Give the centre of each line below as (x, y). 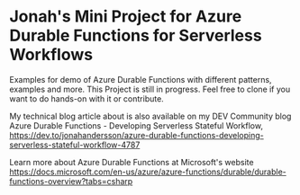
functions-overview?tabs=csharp (71, 181)
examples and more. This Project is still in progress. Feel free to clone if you (150, 89)
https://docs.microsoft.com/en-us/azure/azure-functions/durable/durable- (148, 172)
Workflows (51, 55)
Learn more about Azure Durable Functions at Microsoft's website (132, 162)
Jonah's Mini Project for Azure (126, 17)
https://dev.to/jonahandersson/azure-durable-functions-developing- (136, 135)
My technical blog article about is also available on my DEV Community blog (150, 116)
